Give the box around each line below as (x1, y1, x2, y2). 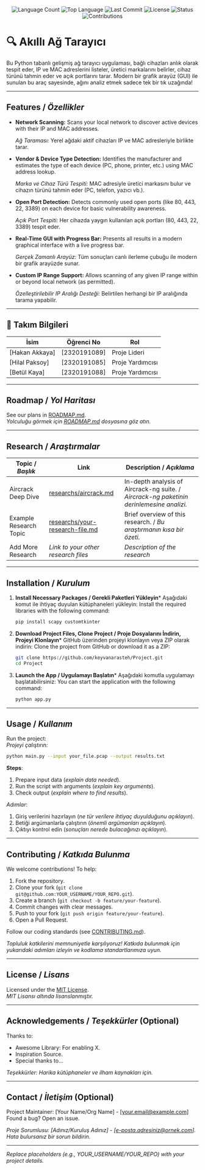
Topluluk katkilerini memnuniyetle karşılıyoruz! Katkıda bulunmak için (6, 940, 180, 947)
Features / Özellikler (6, 102, 84, 112)
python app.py (15, 696, 51, 702)
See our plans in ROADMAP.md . (6, 412, 87, 419)
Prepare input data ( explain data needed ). (15, 776, 121, 783)
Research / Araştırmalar (6, 441, 101, 451)
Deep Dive (9, 493, 40, 501)
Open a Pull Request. (15, 916, 68, 923)
